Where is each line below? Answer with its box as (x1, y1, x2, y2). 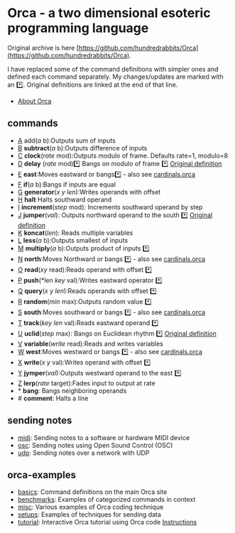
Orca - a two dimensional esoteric (7, 5, 211, 21)
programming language (7, 20, 149, 36)
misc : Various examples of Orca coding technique (17, 502, 164, 512)
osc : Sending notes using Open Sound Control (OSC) (17, 441, 173, 449)
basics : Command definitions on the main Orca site (17, 488, 168, 496)
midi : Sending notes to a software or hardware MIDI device (17, 433, 190, 441)
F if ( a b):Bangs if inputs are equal (17, 180, 116, 189)
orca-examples (7, 468, 77, 480)
